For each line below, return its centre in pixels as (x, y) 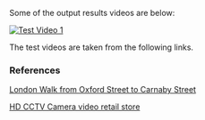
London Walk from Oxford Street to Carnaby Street (103, 90)
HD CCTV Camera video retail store (75, 107)
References (35, 70)
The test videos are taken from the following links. (102, 47)
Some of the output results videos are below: (92, 13)
